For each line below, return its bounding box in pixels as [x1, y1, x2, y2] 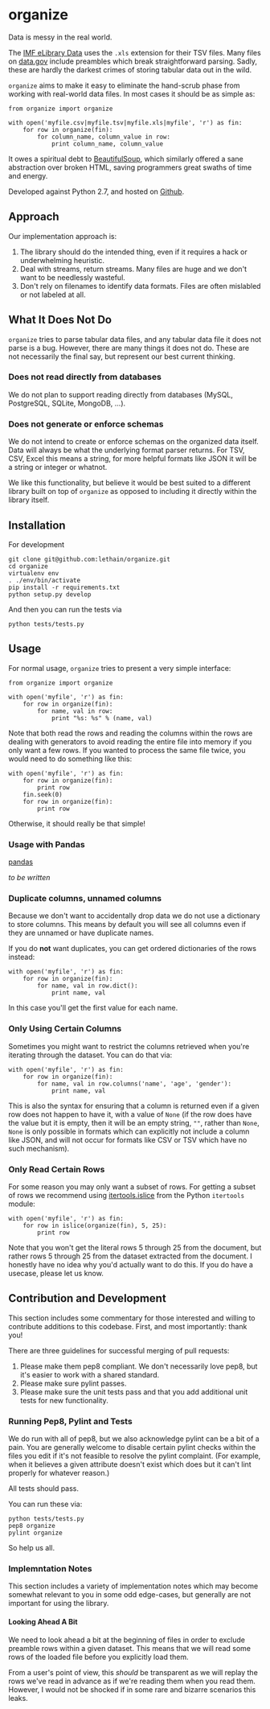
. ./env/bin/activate [8, 576, 81, 584]
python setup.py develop [8, 590, 92, 599]
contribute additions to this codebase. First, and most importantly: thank [8, 1321, 247, 1331]
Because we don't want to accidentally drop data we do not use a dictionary [8, 911, 260, 920]
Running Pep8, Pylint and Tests [8, 1415, 133, 1427]
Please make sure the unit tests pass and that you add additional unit [19, 1386, 248, 1397]
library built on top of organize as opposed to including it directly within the [8, 487, 257, 496]
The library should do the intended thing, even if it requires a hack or [19, 247, 247, 257]
